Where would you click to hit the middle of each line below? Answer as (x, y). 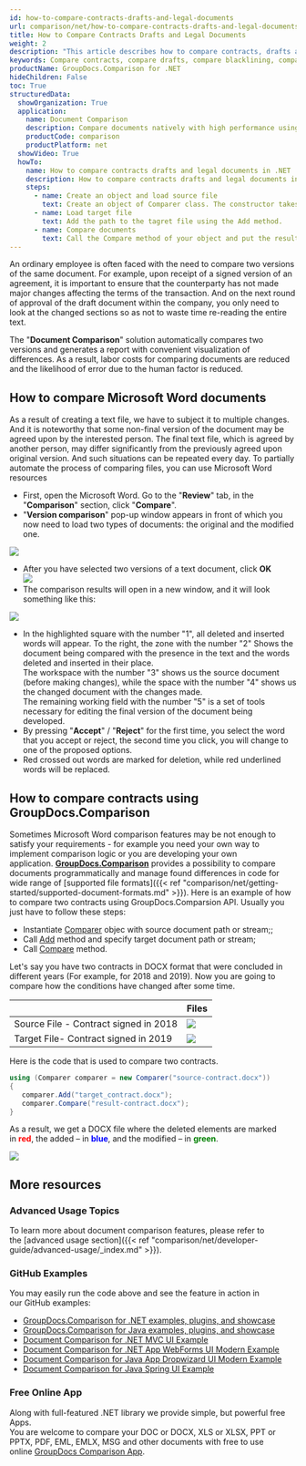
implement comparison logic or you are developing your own (123, 854)
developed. (44, 721)
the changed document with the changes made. (112, 692)
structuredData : (40, 94)
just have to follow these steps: (67, 912)
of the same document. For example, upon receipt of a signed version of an (151, 274)
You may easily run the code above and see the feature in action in (134, 1293)
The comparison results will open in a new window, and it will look (146, 590)
